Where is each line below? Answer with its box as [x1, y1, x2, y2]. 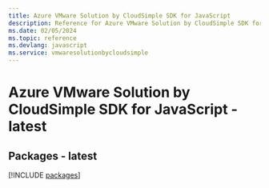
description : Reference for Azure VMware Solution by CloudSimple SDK [8, 19, 249, 27]
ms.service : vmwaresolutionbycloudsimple [8, 49, 149, 57]
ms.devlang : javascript [8, 42, 88, 50]
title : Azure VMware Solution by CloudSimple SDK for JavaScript [8, 11, 231, 20]
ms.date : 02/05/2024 [8, 26, 78, 34]
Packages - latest [8, 149, 98, 162]
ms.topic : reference [8, 34, 78, 42]
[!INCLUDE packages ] [8, 170, 81, 180]
